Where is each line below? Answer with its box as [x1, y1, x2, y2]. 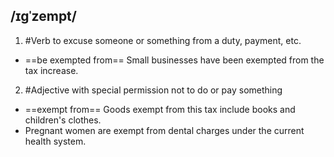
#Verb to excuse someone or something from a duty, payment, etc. [24, 34, 302, 46]
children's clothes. [24, 114, 102, 126]
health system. [24, 135, 87, 147]
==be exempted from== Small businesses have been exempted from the [24, 54, 325, 66]
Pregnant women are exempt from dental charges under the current [24, 124, 305, 136]
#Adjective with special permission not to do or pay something [24, 84, 283, 96]
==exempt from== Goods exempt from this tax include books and [24, 103, 296, 115]
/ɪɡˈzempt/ [10, 8, 77, 25]
